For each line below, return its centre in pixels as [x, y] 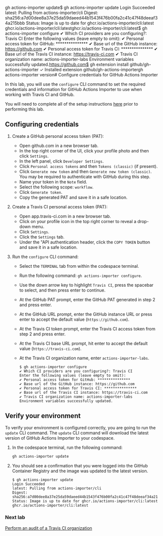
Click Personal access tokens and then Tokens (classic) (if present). [88, 166]
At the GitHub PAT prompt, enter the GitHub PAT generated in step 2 [87, 299]
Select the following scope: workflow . [56, 187]
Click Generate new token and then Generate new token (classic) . [85, 171]
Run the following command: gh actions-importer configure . [81, 276]
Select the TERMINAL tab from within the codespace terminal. [79, 266]
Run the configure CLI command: [45, 257]
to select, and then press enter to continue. [62, 290]
